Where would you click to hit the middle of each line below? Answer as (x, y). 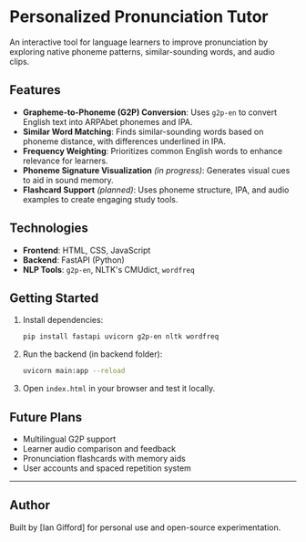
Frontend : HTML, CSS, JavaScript (87, 250)
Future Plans (46, 417)
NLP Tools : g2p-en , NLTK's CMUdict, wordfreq (108, 269)
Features (35, 90)
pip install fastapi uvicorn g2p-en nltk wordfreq (121, 337)
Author (30, 505)
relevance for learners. (65, 161)
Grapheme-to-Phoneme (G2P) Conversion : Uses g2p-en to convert (150, 112)
